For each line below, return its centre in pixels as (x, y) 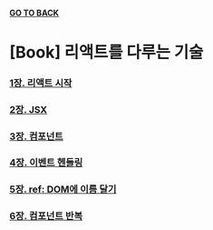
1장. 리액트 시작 (41, 83)
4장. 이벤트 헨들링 (46, 163)
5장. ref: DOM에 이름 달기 (63, 189)
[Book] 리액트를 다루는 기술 (106, 52)
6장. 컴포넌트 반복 (46, 216)
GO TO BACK (34, 13)
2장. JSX (29, 109)
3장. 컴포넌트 (36, 136)
